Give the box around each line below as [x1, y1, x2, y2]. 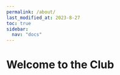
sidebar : [6, 26, 29, 32]
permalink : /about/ [6, 9, 56, 15]
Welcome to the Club [6, 58, 115, 72]
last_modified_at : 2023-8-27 [6, 15, 80, 21]
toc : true [6, 20, 32, 26]
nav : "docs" [12, 32, 43, 38]
